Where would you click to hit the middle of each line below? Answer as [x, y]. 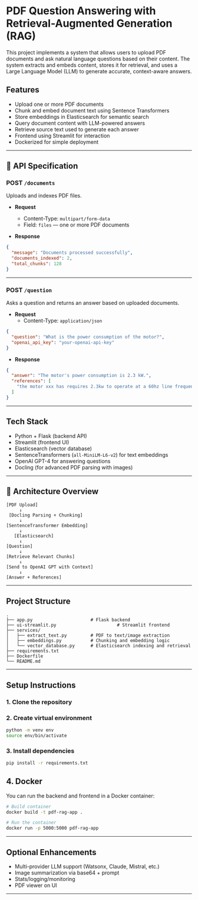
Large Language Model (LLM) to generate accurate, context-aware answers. [99, 71]
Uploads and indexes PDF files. [44, 196]
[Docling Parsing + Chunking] [46, 515]
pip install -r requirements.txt [47, 763]
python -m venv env [30, 730]
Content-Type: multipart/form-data [67, 219]
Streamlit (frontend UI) [42, 442]
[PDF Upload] [22, 505]
